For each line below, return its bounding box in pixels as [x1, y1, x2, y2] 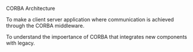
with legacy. [6, 40, 35, 46]
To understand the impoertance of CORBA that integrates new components [6, 34, 187, 40]
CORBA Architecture [6, 5, 56, 12]
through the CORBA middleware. [6, 23, 85, 29]
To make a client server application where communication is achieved [6, 16, 174, 23]
